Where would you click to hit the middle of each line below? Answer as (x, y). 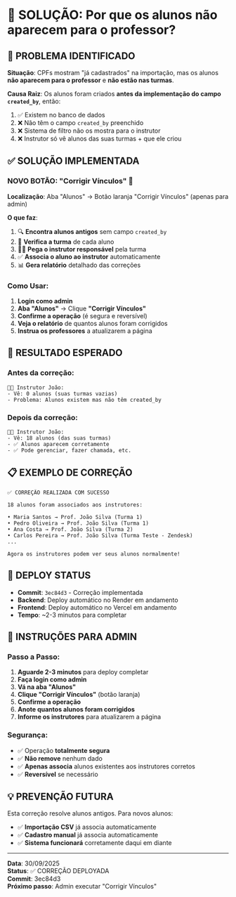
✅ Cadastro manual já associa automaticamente (88, 835)
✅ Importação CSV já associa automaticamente (87, 827)
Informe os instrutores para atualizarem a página (89, 717)
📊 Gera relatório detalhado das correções (79, 265)
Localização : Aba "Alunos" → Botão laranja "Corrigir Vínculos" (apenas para (118, 196)
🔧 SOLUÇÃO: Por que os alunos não (112, 15)
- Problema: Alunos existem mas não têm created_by (84, 400)
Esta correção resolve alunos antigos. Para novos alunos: (90, 813)
